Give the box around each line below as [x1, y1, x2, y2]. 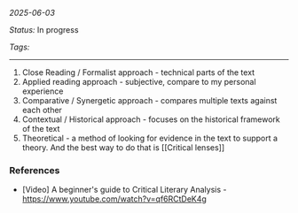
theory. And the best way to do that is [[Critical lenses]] [21, 142, 225, 153]
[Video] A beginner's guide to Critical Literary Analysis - [21, 185, 227, 195]
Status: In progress [9, 25, 79, 34]
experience [21, 86, 64, 96]
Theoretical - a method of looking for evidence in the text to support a [21, 133, 278, 143]
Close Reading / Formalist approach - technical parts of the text [21, 67, 255, 78]
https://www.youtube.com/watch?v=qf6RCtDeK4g [21, 194, 207, 204]
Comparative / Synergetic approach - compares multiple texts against [21, 95, 278, 105]
